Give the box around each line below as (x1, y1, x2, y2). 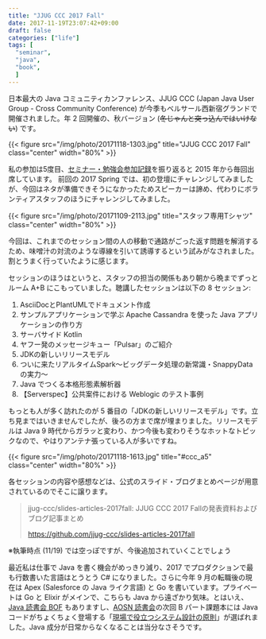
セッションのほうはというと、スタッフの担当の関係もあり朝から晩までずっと (8, 273, 259, 282)
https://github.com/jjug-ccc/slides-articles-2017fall (27, 529, 195, 539)
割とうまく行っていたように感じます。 (8, 256, 133, 265)
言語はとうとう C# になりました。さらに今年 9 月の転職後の (49, 572, 246, 582)
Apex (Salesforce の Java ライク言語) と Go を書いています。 (23, 582, 223, 592)
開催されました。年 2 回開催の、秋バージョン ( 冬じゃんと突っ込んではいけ (8, 113, 250, 123)
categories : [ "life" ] (8, 33, 80, 42)
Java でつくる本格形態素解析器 (19, 379, 121, 389)
